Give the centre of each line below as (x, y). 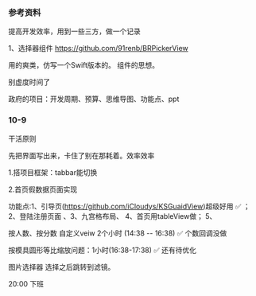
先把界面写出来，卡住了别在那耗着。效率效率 (81, 155)
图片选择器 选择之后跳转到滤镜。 (62, 267)
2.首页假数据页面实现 (43, 189)
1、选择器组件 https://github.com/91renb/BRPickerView (98, 49)
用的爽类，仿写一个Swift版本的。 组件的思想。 (84, 65)
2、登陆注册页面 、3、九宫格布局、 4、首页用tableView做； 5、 (112, 216)
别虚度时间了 (29, 82)
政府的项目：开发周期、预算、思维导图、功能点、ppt (94, 99)
